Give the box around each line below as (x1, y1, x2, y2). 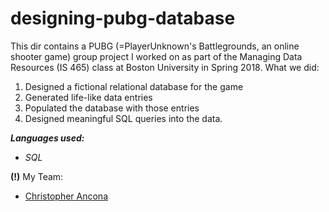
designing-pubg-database (10, 7, 236, 30)
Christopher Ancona (24, 190, 109, 202)
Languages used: (10, 132, 85, 144)
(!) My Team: (10, 170, 64, 182)
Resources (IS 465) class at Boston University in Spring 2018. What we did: (10, 61, 320, 73)
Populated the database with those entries (24, 102, 200, 114)
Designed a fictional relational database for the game (24, 80, 244, 92)
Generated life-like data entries (24, 91, 153, 103)
